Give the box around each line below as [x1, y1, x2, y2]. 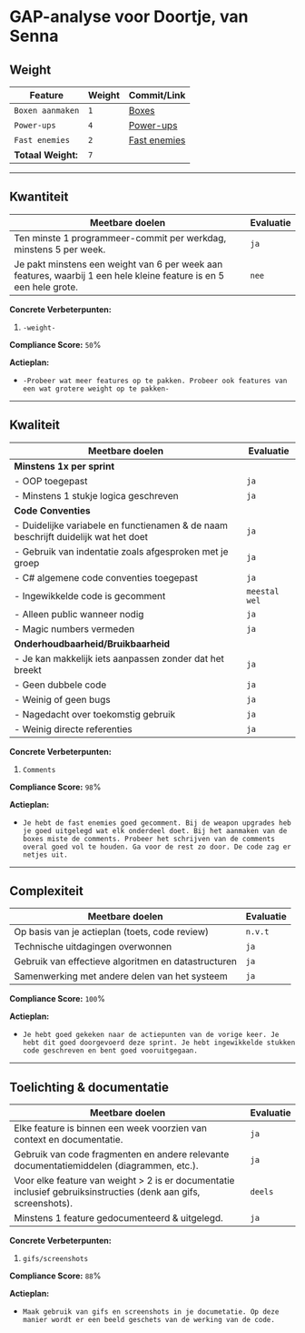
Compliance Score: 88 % [9, 1270, 102, 1281]
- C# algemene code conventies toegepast [14, 571, 198, 584]
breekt [14, 663, 43, 676]
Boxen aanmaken [14, 106, 80, 116]
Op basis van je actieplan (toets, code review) [14, 926, 209, 939]
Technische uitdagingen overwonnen [14, 941, 172, 953]
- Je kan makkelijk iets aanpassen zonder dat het [14, 652, 224, 665]
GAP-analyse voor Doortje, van [9, 6, 249, 27]
